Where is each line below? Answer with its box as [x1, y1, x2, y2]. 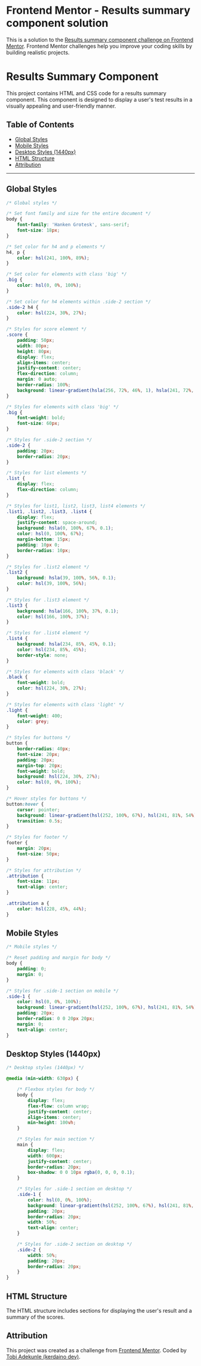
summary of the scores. [6, 1313, 65, 1321]
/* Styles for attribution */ [6, 867, 82, 873]
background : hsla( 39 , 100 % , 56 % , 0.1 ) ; [17, 575, 117, 581]
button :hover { [6, 801, 44, 807]
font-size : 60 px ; [17, 420, 60, 427]
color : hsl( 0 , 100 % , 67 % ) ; [17, 531, 84, 537]
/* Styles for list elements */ [6, 470, 87, 476]
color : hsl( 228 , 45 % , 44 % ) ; [17, 906, 87, 912]
